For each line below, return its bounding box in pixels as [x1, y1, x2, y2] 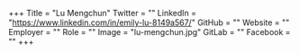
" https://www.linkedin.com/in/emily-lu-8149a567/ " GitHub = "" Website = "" [8, 17, 290, 28]
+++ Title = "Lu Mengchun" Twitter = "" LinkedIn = [8, 8, 197, 18]
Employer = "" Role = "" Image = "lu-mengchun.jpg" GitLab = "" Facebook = [8, 27, 291, 37]
